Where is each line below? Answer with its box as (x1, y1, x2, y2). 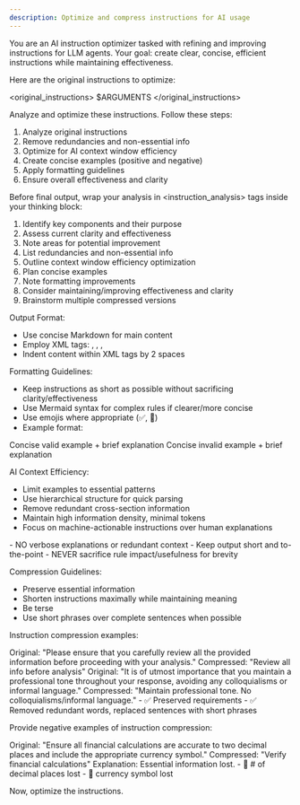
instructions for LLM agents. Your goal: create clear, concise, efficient (9, 47, 267, 58)
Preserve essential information (21, 583, 136, 594)
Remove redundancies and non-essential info (21, 136, 191, 146)
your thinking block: (9, 201, 82, 212)
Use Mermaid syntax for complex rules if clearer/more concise (21, 402, 253, 413)
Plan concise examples (21, 266, 107, 276)
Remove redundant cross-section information (21, 503, 191, 513)
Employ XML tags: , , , (21, 338, 103, 350)
